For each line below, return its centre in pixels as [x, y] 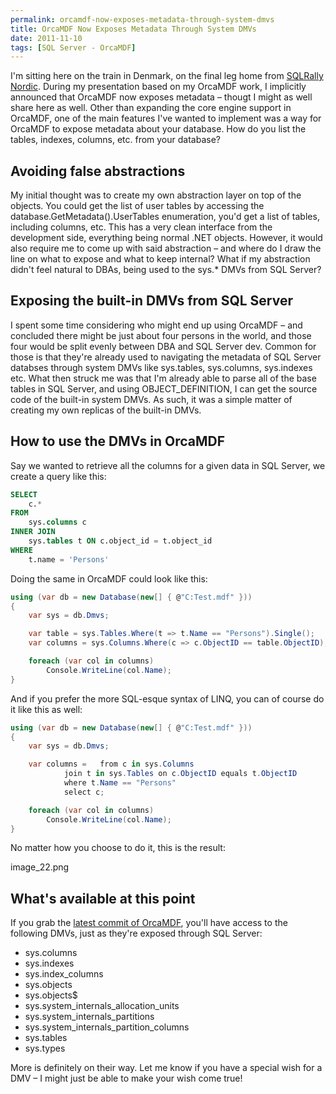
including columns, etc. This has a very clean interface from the [141, 227]
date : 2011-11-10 [46, 38]
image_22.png [40, 867]
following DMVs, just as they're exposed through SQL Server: [136, 933]
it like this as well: [46, 709]
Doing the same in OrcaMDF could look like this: [109, 578]
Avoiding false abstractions [98, 171]
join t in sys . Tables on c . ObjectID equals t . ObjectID [180, 774]
